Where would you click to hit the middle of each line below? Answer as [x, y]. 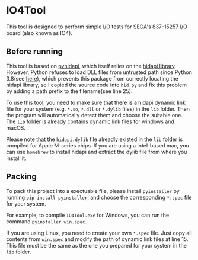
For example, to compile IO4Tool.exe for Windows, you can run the [88, 215]
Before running [35, 52]
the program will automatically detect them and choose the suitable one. [94, 115]
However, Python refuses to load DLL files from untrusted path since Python [99, 72]
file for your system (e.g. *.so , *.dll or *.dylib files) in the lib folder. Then [98, 109]
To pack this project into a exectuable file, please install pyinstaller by [93, 191]
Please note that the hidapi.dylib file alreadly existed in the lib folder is [95, 139]
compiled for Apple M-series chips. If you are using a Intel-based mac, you [98, 145]
